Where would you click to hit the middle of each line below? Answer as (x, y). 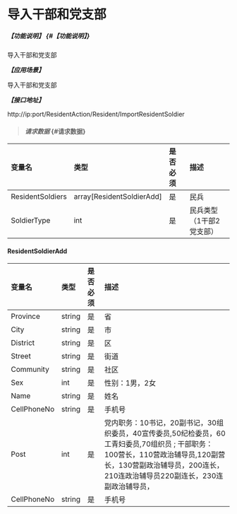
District (23, 342)
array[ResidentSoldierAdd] (118, 197)
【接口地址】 (26, 100)
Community (30, 369)
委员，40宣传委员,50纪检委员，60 (168, 433)
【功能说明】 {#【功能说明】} (49, 35)
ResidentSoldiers (39, 197)
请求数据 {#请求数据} (55, 131)
